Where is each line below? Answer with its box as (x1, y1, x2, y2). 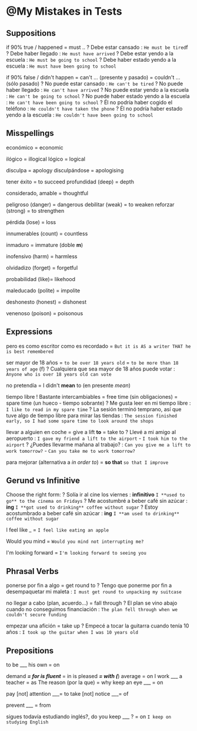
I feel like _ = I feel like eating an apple (6, 526, 109, 533)
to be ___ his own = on (6, 661, 60, 669)
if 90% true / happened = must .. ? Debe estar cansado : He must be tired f (6, 44, 188, 51)
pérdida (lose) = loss (6, 218, 56, 225)
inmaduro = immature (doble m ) (6, 241, 84, 248)
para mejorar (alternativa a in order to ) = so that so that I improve (6, 458, 169, 466)
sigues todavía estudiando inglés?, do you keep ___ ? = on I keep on (6, 713, 172, 720)
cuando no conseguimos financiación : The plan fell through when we (6, 606, 178, 613)
